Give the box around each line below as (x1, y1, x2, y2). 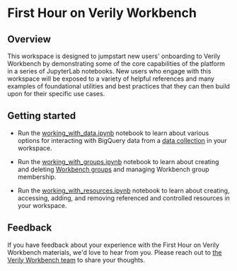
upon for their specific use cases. (7, 90, 105, 98)
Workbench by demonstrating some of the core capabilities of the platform (7, 59, 225, 68)
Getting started (7, 110, 76, 122)
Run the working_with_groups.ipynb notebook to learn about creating (17, 157, 219, 166)
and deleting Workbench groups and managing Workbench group (17, 165, 209, 173)
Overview (7, 33, 52, 45)
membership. (17, 172, 57, 181)
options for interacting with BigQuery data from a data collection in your (17, 136, 227, 144)
